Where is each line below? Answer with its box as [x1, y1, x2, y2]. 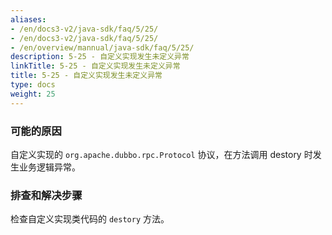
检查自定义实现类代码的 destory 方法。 [10, 213, 170, 225]
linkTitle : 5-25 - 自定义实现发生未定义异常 [10, 61, 181, 71]
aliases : [10, 14, 47, 25]
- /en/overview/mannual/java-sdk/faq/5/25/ [10, 42, 195, 53]
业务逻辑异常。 [18, 161, 81, 173]
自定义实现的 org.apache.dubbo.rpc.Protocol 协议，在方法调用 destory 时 [10, 148, 313, 160]
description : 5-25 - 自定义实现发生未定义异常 [10, 52, 190, 62]
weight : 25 [10, 89, 56, 99]
